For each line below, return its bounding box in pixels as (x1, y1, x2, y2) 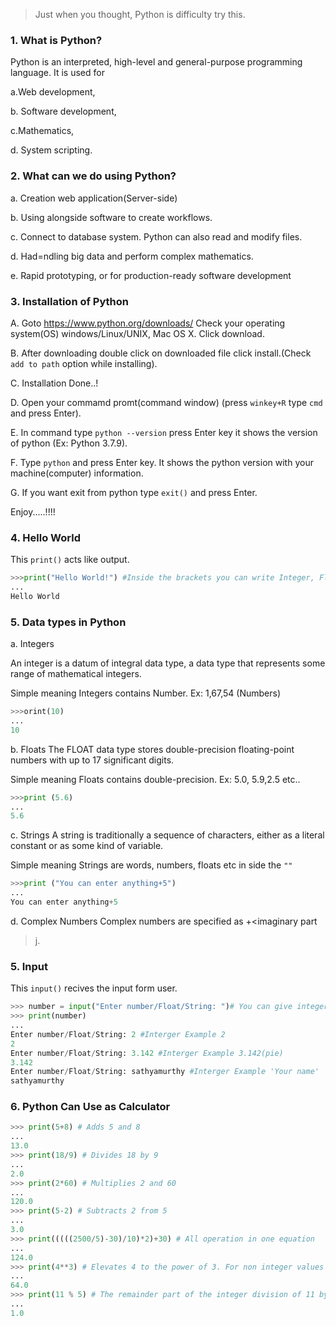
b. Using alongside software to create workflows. (10, 211, 213, 223)
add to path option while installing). (10, 357, 158, 369)
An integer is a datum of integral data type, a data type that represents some (10, 657, 326, 669)
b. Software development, (10, 105, 117, 118)
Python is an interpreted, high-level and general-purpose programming (10, 56, 303, 68)
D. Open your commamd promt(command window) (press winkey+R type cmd (10, 396, 323, 408)
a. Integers (10, 638, 55, 650)
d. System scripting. (10, 144, 93, 156)
